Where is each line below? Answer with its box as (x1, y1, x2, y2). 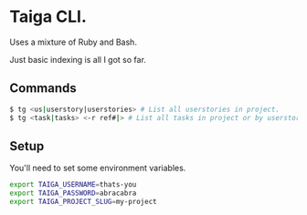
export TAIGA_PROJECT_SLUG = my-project (9, 198, 157, 207)
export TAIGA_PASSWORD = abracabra (9, 189, 137, 198)
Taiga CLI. (9, 6, 87, 27)
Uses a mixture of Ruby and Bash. (9, 36, 137, 47)
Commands (9, 80, 78, 97)
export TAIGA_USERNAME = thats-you (9, 180, 137, 189)
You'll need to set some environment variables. (9, 162, 186, 174)
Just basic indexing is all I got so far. (9, 54, 146, 65)
